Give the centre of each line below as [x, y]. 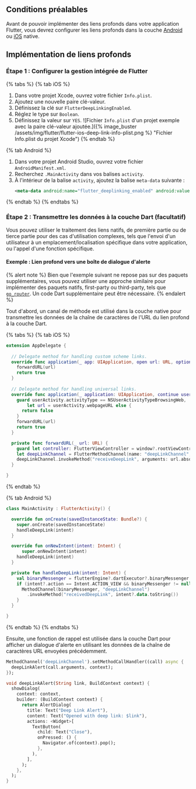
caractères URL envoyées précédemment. [57, 651]
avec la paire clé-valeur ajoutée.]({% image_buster [76, 126]
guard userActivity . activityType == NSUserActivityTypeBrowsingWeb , [101, 400]
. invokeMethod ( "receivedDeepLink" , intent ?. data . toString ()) [103, 595]
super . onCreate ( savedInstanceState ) [61, 525]
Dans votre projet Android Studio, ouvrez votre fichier [79, 161]
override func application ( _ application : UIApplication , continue [95, 394]
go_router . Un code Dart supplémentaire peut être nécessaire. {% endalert [96, 293]
